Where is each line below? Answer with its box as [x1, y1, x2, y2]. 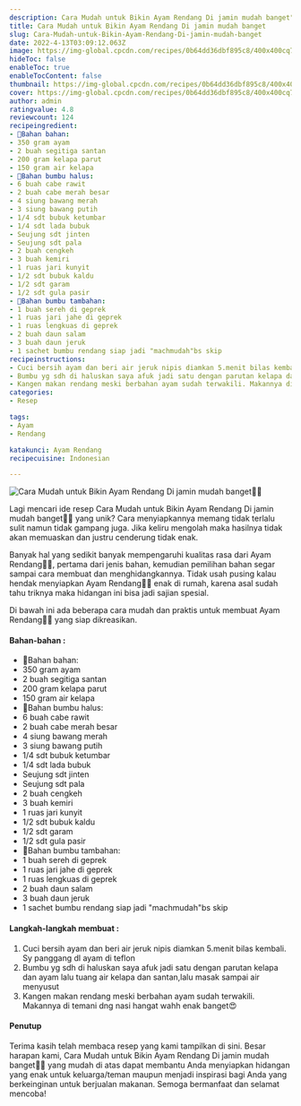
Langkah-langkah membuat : [9, 923, 119, 934]
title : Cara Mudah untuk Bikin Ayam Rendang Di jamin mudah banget [9, 22, 267, 30]
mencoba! [9, 1088, 47, 1099]
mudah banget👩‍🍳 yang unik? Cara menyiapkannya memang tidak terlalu [9, 513, 276, 524]
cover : [9, 88, 34, 97]
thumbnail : [9, 80, 50, 89]
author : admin [9, 96, 63, 106]
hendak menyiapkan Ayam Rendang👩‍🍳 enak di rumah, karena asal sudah [9, 578, 279, 589]
